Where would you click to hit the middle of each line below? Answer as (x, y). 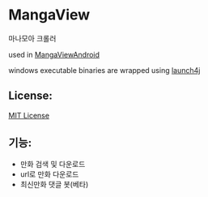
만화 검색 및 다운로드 (53, 164)
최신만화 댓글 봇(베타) (54, 184)
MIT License (29, 115)
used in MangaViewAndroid (54, 54)
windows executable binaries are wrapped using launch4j (104, 70)
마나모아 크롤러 (32, 38)
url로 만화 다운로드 (49, 174)
